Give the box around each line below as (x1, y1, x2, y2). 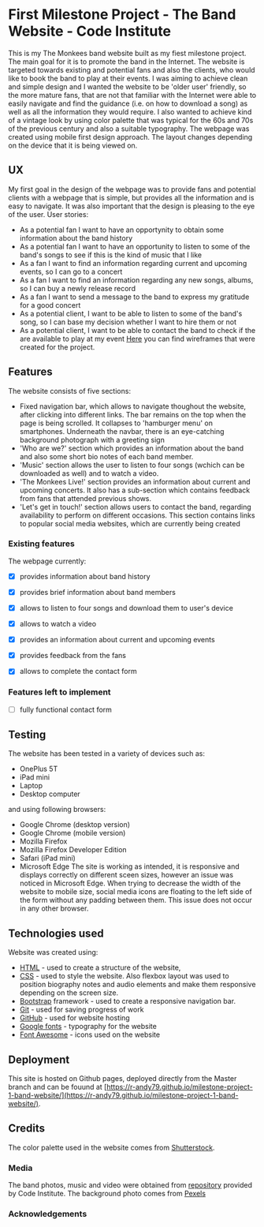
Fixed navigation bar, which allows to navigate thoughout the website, (19, 401, 247, 411)
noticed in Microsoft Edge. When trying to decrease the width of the (19, 878, 241, 888)
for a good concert (19, 300, 81, 309)
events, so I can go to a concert (19, 267, 123, 276)
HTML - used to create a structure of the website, (19, 963, 181, 972)
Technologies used (8, 926, 104, 940)
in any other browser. (19, 903, 89, 913)
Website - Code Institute (8, 22, 172, 40)
